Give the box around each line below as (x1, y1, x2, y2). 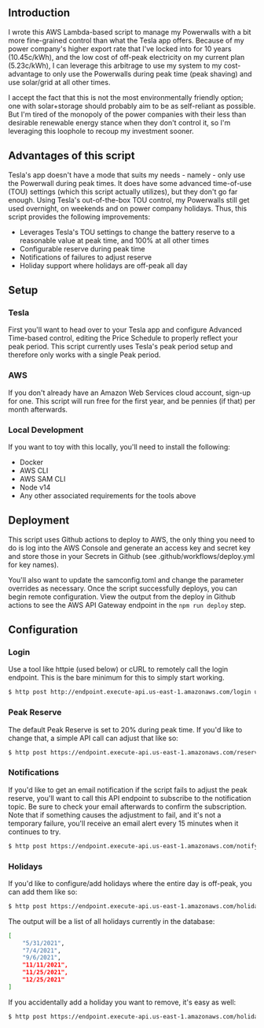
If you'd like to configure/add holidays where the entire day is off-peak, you (8, 878, 253, 888)
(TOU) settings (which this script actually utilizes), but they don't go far (8, 187, 238, 196)
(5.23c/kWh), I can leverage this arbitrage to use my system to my (8, 61, 222, 70)
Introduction (8, 6, 71, 20)
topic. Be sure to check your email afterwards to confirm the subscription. (8, 802, 247, 811)
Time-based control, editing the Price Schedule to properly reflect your (8, 333, 238, 343)
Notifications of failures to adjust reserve (19, 252, 152, 262)
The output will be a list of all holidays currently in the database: (8, 916, 215, 926)
